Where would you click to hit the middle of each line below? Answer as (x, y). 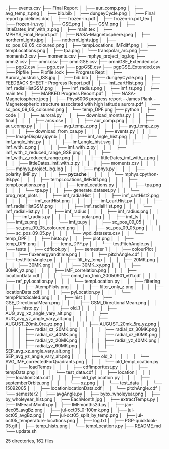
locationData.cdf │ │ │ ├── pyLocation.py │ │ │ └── (68, 292)
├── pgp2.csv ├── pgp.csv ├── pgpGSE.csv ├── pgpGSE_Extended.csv (83, 67)
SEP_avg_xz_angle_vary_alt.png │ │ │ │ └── (56, 351)
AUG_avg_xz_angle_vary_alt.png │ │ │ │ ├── (57, 313)
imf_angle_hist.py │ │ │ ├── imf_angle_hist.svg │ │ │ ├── (73, 142)
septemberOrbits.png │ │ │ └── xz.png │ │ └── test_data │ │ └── (84, 383)
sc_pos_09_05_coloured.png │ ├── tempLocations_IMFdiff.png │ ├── (81, 45)
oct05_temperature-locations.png (40, 420)
